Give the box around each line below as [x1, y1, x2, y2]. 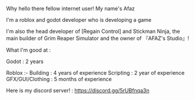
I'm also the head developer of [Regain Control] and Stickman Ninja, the [6, 28, 181, 35]
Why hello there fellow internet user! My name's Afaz [6, 5, 135, 12]
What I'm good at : [6, 46, 51, 54]
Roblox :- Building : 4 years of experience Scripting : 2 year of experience [6, 69, 185, 76]
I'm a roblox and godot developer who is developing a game [6, 16, 152, 23]
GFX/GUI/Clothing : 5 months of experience [6, 76, 112, 82]
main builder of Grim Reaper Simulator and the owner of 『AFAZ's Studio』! [6, 35, 190, 42]
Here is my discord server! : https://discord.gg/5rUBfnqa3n [6, 87, 150, 94]
